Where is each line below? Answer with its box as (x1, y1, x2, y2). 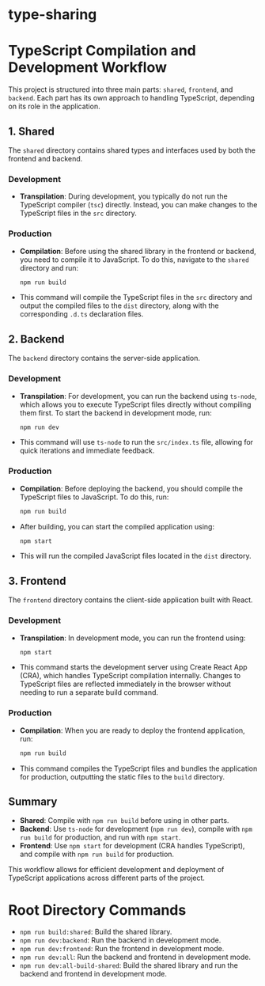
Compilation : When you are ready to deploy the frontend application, (19, 726, 245, 735)
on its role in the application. (8, 101, 100, 112)
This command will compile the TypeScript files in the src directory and (19, 293, 253, 302)
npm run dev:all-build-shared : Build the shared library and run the (19, 961, 239, 970)
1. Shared (8, 124, 55, 138)
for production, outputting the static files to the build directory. (19, 772, 225, 781)
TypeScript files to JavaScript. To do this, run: (19, 492, 169, 502)
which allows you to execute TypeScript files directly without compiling (19, 400, 252, 409)
